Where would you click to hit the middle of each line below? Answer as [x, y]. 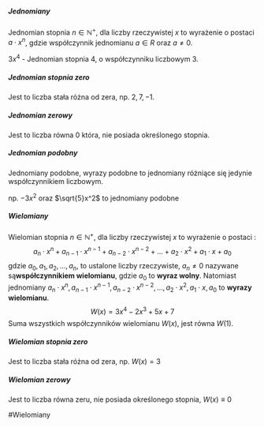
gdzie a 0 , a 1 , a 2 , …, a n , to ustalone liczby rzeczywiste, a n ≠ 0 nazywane [123, 266]
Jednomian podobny [43, 153]
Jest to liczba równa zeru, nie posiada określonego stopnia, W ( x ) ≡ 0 [120, 399]
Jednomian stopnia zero [49, 77]
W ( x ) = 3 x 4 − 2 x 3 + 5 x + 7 [132, 310]
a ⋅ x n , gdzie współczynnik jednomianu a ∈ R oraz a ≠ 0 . [100, 42]
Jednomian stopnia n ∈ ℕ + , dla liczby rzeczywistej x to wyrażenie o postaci [131, 32]
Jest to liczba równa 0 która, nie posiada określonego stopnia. [109, 135]
